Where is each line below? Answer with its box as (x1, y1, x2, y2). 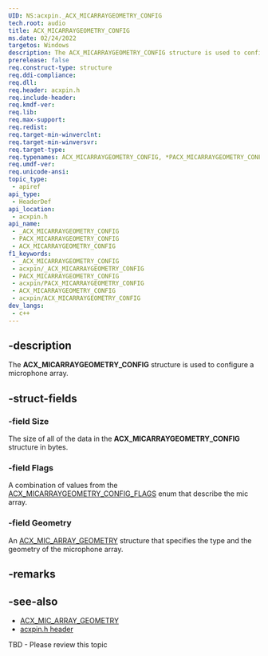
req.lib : (8, 109, 37, 117)
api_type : (8, 190, 41, 198)
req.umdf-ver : (8, 161, 56, 169)
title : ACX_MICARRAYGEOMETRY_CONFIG (8, 26, 130, 34)
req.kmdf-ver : (8, 101, 56, 109)
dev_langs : (8, 302, 45, 310)
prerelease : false (8, 57, 69, 65)
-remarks (8, 567, 56, 581)
